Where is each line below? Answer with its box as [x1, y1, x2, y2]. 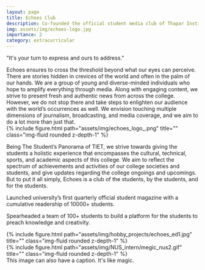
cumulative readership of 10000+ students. [6, 200, 115, 208]
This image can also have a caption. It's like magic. [6, 257, 134, 264]
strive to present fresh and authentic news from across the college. [6, 92, 176, 99]
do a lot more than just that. [6, 118, 76, 126]
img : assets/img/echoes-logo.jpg [6, 26, 92, 32]
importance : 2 [6, 32, 43, 38]
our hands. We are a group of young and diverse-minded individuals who [6, 79, 190, 86]
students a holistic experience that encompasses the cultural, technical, [6, 149, 187, 157]
